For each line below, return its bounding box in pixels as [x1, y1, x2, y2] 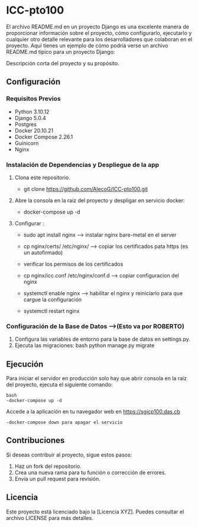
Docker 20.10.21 [14, 127, 54, 134]
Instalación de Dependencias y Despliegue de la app [6, 160, 160, 169]
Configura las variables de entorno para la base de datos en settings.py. [14, 335, 191, 343]
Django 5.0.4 [14, 114, 46, 121]
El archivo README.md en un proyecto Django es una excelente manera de [6, 23, 189, 30]
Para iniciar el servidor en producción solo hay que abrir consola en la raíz [6, 375, 187, 382]
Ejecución [6, 359, 44, 369]
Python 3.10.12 [14, 108, 50, 115]
